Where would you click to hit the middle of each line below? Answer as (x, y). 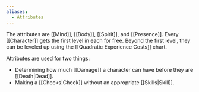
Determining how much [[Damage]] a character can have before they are (104, 69)
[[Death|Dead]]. (34, 76)
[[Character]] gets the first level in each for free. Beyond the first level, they (98, 40)
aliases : (17, 12)
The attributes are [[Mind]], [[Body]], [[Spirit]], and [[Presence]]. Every (93, 34)
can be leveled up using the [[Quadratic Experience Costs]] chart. (87, 47)
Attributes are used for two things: (48, 58)
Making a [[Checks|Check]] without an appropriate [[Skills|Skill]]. (94, 82)
